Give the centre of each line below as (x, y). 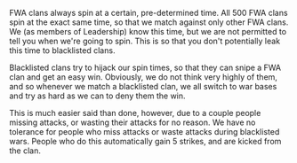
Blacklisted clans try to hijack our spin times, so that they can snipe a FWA (145, 67)
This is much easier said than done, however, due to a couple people (135, 113)
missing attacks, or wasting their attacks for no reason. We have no (132, 122)
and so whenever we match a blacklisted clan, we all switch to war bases (143, 86)
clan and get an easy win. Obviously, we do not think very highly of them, (144, 77)
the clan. (25, 151)
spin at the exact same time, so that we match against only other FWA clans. (149, 22)
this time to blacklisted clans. (62, 50)
